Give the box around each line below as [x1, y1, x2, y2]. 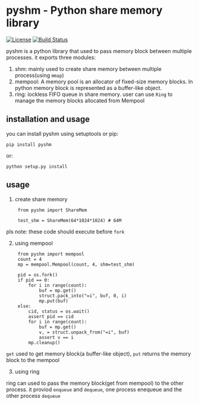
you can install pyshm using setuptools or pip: [6, 130, 119, 137]
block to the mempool [6, 356, 60, 363]
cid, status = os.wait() [28, 308, 90, 314]
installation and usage [6, 114, 90, 124]
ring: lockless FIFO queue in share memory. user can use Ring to [14, 91, 173, 98]
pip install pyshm [6, 141, 52, 148]
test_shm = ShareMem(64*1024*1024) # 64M [17, 217, 122, 223]
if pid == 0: [17, 277, 50, 283]
